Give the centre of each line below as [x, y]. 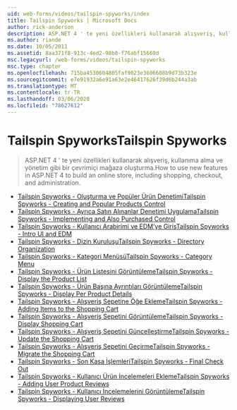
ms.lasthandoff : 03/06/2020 [49, 100]
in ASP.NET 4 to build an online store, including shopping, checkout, [124, 175]
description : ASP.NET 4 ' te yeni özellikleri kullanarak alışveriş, [112, 34]
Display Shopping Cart [50, 324]
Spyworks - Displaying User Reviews [71, 399]
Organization [36, 248]
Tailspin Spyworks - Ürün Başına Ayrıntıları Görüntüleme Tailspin [110, 286]
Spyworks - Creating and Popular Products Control [91, 204]
